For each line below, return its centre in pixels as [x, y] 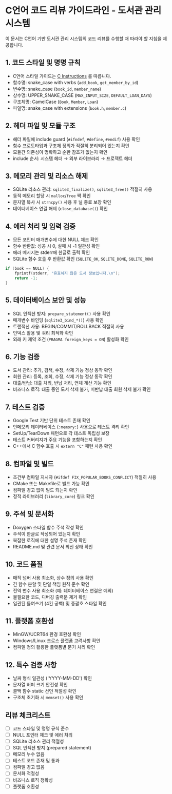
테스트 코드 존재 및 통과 [36, 761]
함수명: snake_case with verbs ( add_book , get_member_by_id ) [75, 82]
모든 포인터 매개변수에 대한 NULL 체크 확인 [56, 240]
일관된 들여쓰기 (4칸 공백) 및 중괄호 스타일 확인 [60, 603]
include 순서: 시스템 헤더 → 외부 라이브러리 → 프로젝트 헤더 [72, 158]
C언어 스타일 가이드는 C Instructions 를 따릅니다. [62, 76]
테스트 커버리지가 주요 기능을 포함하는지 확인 [58, 440]
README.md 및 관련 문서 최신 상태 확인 [53, 546]
